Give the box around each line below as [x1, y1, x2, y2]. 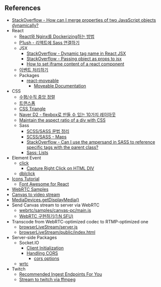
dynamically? [11, 22, 39, 28]
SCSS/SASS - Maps [26, 133, 67, 140]
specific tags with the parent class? [26, 144, 99, 150]
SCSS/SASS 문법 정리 [26, 128, 69, 134]
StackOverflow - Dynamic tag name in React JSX [26, 50, 126, 56]
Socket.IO [19, 240, 39, 246]
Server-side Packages [11, 234, 57, 240]
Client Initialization [26, 245, 64, 251]
